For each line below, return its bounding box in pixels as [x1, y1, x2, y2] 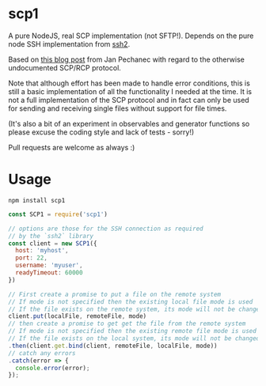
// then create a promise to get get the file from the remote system [8, 320, 246, 328]
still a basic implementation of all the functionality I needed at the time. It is [8, 86, 252, 96]
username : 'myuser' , [15, 262, 83, 270]
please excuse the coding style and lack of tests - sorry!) [8, 127, 195, 137]
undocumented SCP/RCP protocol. [8, 62, 121, 72]
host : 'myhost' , [15, 247, 69, 255]
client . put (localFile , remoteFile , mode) [8, 312, 147, 320]
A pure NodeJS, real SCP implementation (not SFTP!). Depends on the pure [8, 31, 254, 40]
